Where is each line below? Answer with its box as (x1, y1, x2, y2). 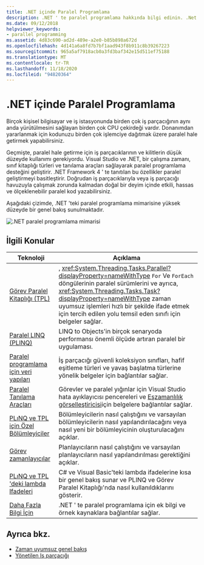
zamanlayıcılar (9, 455, 50, 463)
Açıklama (112, 254, 141, 262)
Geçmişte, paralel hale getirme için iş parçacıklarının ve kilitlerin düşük (6, 149, 182, 156)
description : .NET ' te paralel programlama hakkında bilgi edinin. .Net (6, 15, 197, 21)
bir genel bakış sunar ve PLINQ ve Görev (58, 476, 174, 484)
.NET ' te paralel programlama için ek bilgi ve (58, 501, 186, 509)
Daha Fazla (9, 501, 41, 509)
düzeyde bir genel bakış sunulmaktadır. (6, 206, 104, 213)
